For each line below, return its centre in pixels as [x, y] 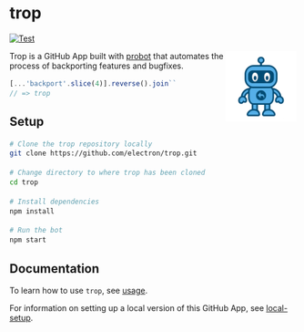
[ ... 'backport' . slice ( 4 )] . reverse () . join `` [93, 83]
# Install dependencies [55, 202]
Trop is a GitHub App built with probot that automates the [117, 56]
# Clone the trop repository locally [81, 144]
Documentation [55, 269]
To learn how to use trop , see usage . [79, 290]
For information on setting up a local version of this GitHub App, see [137, 307]
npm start [28, 240]
